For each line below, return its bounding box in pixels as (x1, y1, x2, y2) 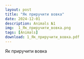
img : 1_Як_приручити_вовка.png (5, 26, 71, 30)
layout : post (5, 7, 32, 12)
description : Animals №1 (5, 21, 56, 26)
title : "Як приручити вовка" (5, 12, 64, 17)
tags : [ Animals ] (5, 30, 38, 35)
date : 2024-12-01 (5, 16, 41, 21)
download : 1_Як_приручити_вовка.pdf (5, 35, 80, 40)
